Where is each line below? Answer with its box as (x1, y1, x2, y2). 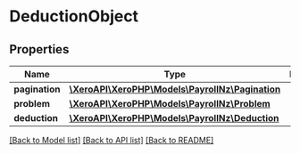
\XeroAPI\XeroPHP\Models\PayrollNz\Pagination (69, 83, 281, 95)
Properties (9, 42, 70, 57)
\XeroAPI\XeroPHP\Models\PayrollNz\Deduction (69, 112, 279, 124)
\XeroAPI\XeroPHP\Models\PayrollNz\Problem (69, 98, 271, 109)
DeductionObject (9, 6, 139, 27)
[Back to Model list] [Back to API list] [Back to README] (9, 135, 214, 145)
